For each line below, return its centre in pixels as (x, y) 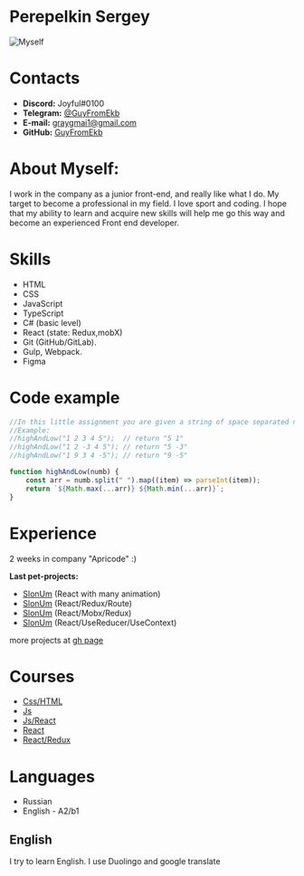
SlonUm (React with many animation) (91, 594)
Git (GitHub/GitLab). (59, 342)
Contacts (45, 78)
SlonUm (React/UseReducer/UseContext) (100, 623)
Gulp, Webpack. (52, 351)
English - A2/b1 (51, 811)
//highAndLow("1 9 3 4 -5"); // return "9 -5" (99, 456)
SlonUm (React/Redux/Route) (77, 603)
